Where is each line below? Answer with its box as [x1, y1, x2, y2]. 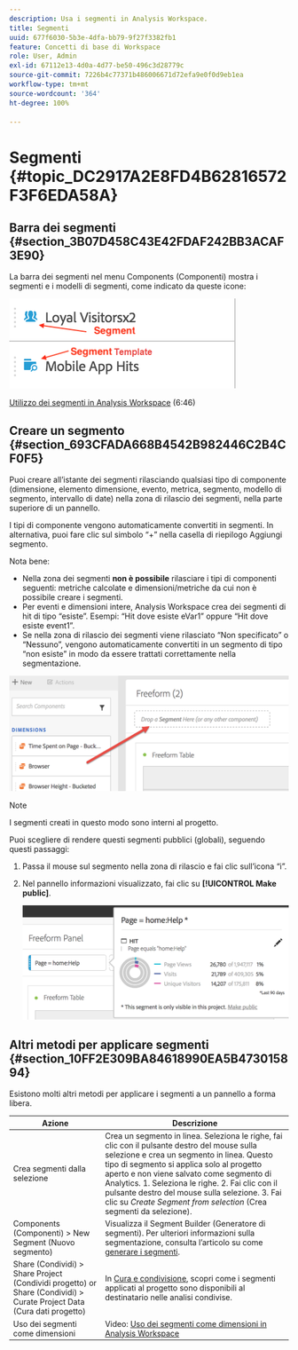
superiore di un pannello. [9, 502, 100, 514]
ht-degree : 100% [9, 99, 69, 107]
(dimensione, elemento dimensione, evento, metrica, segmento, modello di [9, 484, 282, 494]
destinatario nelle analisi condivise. [105, 1291, 233, 1302]
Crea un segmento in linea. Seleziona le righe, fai [105, 1130, 283, 1141]
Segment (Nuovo [12, 1237, 75, 1248]
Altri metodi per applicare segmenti [9, 1037, 209, 1052]
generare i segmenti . [105, 1247, 180, 1258]
